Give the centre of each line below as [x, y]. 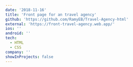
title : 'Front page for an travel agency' [51, 15]
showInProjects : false [29, 57]
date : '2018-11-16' [26, 10]
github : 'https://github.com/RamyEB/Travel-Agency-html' [67, 19]
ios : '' [14, 29]
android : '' [18, 33]
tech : [11, 38]
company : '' [18, 52]
